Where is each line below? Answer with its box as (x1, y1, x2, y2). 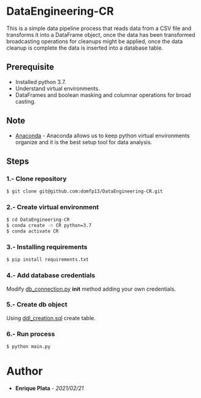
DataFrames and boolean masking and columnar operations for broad (15, 91, 191, 99)
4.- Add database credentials (6, 271, 96, 280)
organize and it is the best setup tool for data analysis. (15, 138, 153, 145)
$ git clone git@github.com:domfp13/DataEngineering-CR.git (6, 188, 164, 194)
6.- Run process (6, 329, 55, 338)
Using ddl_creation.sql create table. (6, 314, 96, 321)
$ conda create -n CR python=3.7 (6, 223, 92, 229)
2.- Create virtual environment (6, 203, 99, 212)
